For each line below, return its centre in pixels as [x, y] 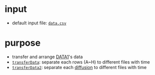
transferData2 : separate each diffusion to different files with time [79, 67]
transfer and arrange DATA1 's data [47, 57]
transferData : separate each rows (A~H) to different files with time [81, 62]
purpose [23, 43]
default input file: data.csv [39, 23]
